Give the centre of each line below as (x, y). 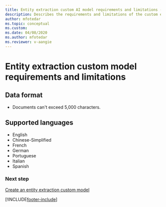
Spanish (21, 166)
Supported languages (39, 123)
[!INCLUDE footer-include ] (31, 199)
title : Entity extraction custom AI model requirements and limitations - (84, 10)
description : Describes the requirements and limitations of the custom (82, 14)
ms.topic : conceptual (27, 24)
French (20, 145)
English (20, 135)
